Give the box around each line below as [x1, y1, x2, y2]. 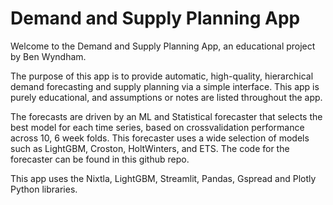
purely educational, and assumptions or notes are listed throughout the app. [10, 91, 323, 103]
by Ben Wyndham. [10, 50, 87, 62]
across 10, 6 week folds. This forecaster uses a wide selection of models [10, 132, 310, 144]
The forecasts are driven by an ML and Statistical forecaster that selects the [10, 110, 323, 122]
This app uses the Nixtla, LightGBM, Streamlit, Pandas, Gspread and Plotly [10, 172, 317, 184]
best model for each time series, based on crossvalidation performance [10, 121, 305, 133]
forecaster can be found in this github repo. [10, 153, 190, 165]
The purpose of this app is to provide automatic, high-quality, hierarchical [10, 70, 314, 82]
